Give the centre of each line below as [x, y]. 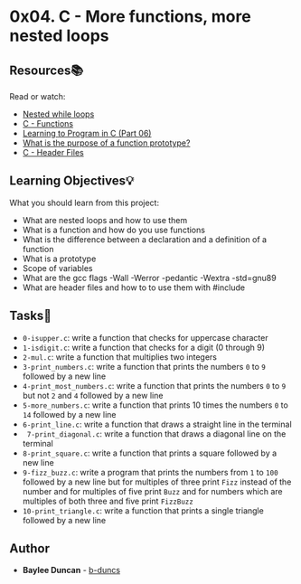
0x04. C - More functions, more [130, 17]
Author [29, 549]
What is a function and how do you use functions [114, 230]
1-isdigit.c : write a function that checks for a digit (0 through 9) [143, 347]
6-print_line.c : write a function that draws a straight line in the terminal [157, 424]
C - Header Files [53, 152]
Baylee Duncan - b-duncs [71, 570]
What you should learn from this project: [85, 203]
